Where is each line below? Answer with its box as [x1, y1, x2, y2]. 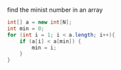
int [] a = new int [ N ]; [7, 19, 72, 26]
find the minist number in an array [7, 6, 103, 14]
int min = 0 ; [7, 25, 45, 32]
